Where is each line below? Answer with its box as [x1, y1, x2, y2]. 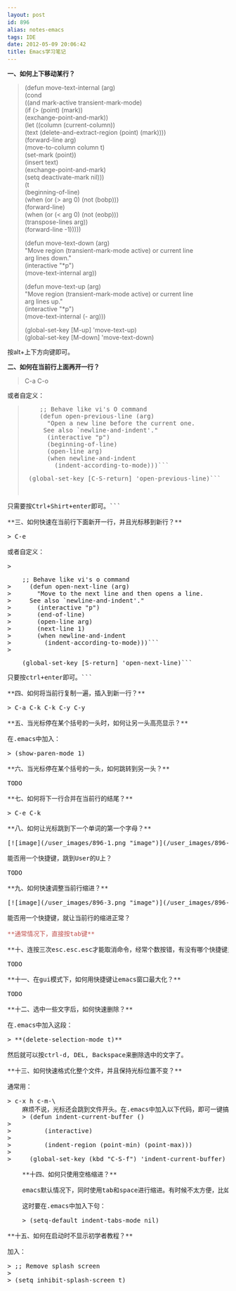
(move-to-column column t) [24, 143, 105, 151]
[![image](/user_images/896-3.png [7, 899, 126, 906]
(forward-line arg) [24, 136, 77, 144]
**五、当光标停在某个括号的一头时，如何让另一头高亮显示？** [7, 719, 188, 727]
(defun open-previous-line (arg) [39, 412, 155, 420]
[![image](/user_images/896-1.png [7, 839, 126, 846]
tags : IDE [7, 34, 37, 41]
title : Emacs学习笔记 [7, 48, 67, 55]
